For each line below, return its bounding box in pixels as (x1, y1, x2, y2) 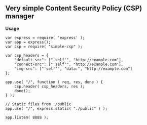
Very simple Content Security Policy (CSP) (5, 4, 142, 13)
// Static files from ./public (5, 101, 71, 107)
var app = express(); (5, 39, 51, 45)
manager (5, 12, 34, 21)
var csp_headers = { (5, 53, 49, 58)
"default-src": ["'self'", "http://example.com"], (14, 57, 124, 62)
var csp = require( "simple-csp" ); (5, 44, 83, 49)
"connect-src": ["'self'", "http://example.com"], (14, 62, 124, 67)
